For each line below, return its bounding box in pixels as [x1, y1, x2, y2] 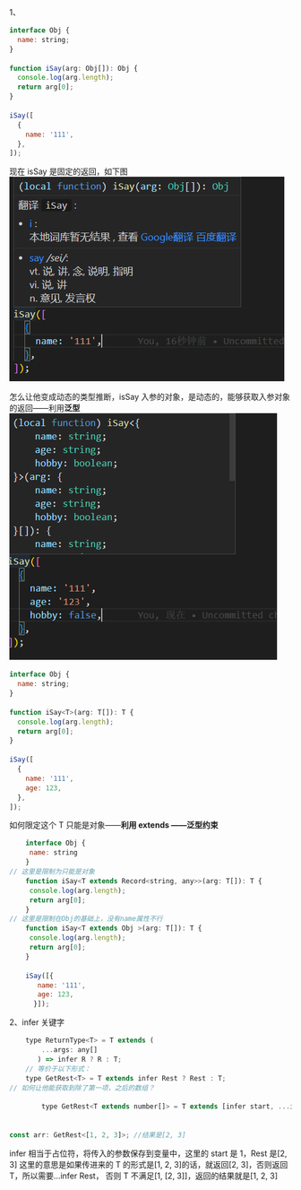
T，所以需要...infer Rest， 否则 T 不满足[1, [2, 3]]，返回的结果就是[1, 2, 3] [9, 1170, 279, 1181]
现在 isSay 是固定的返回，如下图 [9, 166, 128, 177]
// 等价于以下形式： [25, 1064, 91, 1073]
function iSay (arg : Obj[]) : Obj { [9, 64, 139, 73]
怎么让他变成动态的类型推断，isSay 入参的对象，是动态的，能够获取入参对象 [9, 392, 291, 403]
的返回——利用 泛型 [9, 403, 81, 413]
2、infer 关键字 [9, 1017, 65, 1028]
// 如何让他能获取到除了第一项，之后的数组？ [9, 1083, 155, 1092]
